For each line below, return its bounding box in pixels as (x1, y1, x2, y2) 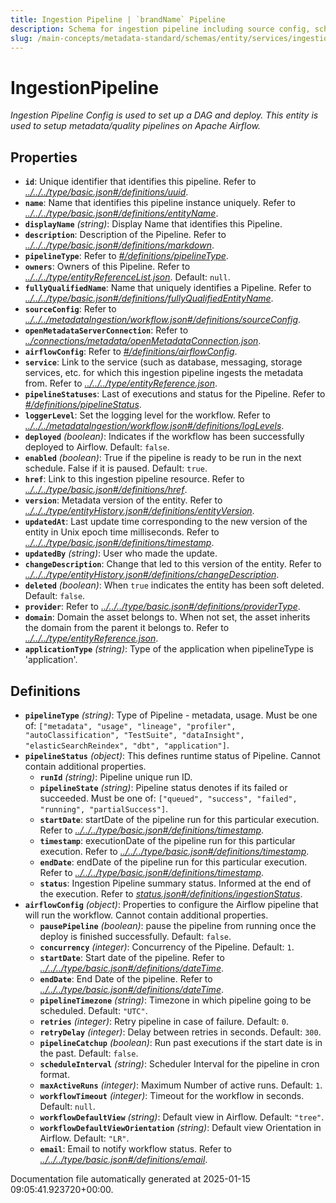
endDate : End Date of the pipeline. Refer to (39, 972, 213, 985)
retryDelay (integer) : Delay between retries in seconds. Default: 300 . (39, 1026, 322, 1038)
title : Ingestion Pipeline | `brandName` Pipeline (10, 14, 226, 25)
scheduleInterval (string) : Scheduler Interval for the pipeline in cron (39, 1057, 320, 1070)
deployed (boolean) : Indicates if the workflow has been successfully (24, 431, 305, 443)
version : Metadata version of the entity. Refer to (24, 494, 223, 506)
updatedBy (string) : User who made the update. (24, 547, 218, 560)
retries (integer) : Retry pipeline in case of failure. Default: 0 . (39, 1015, 290, 1027)
